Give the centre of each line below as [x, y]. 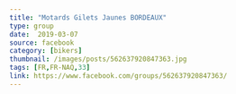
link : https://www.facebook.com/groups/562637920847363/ [118, 76]
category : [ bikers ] [46, 51]
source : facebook [42, 43]
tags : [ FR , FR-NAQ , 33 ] [50, 68]
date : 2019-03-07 [44, 34]
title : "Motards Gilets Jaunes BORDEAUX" [88, 17]
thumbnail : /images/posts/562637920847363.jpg [98, 59]
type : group [32, 26]
